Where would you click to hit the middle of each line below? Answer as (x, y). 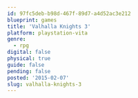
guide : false (26, 65)
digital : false (29, 52)
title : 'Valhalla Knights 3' (49, 26)
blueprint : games (32, 20)
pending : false (29, 71)
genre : (17, 39)
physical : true (29, 59)
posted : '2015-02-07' (38, 78)
